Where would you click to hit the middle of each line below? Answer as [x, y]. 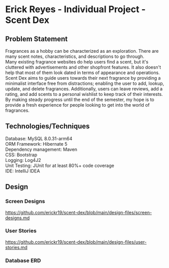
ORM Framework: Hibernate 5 [36, 144]
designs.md [18, 218]
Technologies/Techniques [47, 126]
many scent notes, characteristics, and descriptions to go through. [75, 56]
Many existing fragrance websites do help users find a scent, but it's [77, 62]
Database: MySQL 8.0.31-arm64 [39, 139]
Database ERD [23, 260]
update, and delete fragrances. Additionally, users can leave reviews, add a [84, 89]
